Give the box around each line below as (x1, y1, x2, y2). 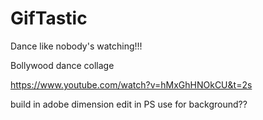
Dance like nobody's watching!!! (10, 40, 143, 52)
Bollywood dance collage (10, 59, 115, 71)
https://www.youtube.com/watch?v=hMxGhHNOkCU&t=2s (10, 78, 253, 91)
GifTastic (10, 7, 88, 30)
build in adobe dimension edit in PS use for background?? (10, 98, 248, 110)
